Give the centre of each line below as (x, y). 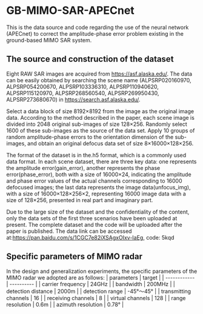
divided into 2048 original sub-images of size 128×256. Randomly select (97, 124)
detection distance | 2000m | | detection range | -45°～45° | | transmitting (99, 291)
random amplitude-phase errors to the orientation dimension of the (90, 137)
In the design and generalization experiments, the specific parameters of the (102, 271)
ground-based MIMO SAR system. (49, 40)
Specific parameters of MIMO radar (74, 257)
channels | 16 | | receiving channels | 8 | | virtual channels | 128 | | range (96, 298)
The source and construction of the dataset (90, 59)
